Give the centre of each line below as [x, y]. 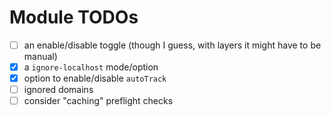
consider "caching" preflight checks [98, 101]
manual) [40, 56]
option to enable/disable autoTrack [95, 78]
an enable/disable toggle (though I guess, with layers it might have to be [172, 45]
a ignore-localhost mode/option [91, 67]
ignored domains [58, 90]
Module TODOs [74, 17]
